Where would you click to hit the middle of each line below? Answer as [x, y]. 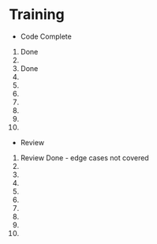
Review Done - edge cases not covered [84, 158]
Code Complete [46, 36]
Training [37, 15]
